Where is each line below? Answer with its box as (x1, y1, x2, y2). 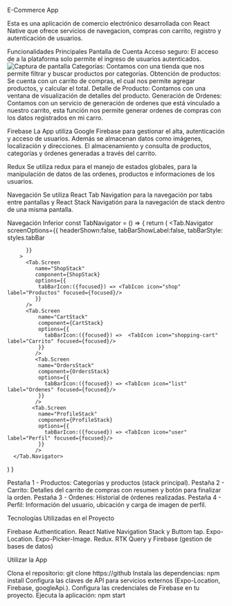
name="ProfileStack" (37, 411, 98, 418)
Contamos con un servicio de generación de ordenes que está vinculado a (7, 99, 220, 107)
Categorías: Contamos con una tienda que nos (71, 62, 205, 70)
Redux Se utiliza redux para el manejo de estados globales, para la (7, 163, 197, 170)
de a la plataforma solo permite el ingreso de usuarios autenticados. (7, 55, 202, 63)
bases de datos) (7, 542, 53, 550)
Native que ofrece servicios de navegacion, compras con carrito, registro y (7, 27, 222, 35)
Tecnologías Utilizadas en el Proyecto (7, 514, 114, 522)
